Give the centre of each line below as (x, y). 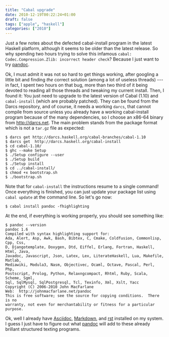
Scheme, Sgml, (20, 278)
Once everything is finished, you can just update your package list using (80, 192)
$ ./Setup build (22, 160)
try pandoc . (17, 65)
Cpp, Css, (16, 243)
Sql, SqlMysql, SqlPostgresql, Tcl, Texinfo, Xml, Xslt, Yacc (72, 283)
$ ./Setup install (25, 164)
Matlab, (13, 261)
